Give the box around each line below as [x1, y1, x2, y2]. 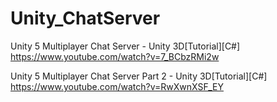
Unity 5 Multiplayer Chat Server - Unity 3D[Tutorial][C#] [10, 40, 241, 52]
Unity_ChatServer [10, 7, 161, 30]
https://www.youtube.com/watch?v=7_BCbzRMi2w [10, 50, 220, 62]
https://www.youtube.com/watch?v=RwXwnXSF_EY [10, 80, 224, 92]
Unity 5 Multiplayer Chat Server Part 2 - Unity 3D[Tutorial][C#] [10, 70, 268, 82]
